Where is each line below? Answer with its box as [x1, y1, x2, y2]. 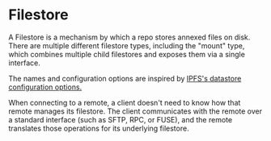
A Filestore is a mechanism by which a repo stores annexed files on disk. [8, 32, 251, 42]
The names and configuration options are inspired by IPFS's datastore [8, 73, 242, 83]
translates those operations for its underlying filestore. [8, 123, 189, 133]
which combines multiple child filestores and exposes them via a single [8, 49, 245, 59]
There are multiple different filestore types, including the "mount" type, [8, 40, 245, 50]
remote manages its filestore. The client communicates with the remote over [8, 106, 263, 116]
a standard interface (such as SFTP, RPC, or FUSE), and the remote [8, 114, 233, 124]
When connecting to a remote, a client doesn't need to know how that [8, 97, 241, 107]
